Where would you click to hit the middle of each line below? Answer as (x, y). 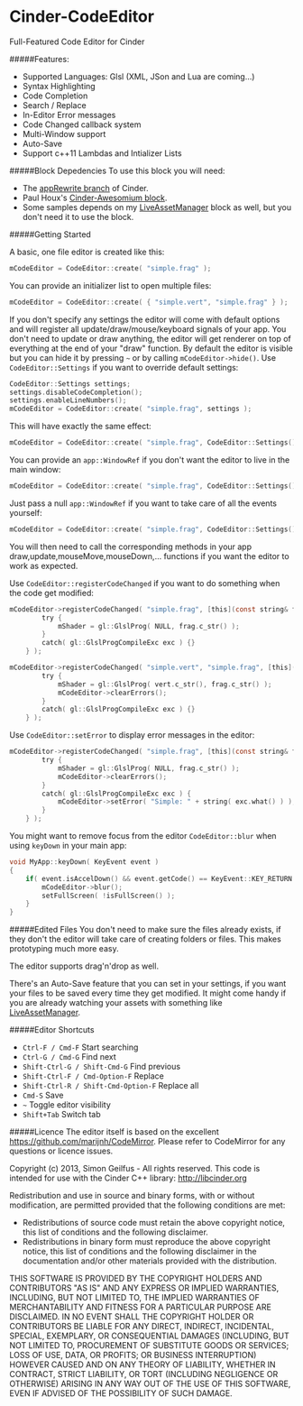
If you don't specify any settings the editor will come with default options (145, 319)
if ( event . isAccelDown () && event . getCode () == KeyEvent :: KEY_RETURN (159, 878)
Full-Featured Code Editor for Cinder (77, 41)
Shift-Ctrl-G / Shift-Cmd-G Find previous (101, 1067)
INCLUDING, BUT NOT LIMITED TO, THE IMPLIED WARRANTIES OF (134, 1298)
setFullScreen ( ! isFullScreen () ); (109, 896)
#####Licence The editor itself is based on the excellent (114, 1132)
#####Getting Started (50, 234)
